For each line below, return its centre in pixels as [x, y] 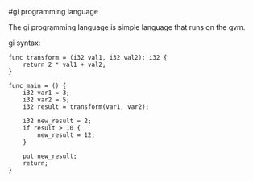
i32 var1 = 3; [46, 93]
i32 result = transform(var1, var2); [86, 107]
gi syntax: [25, 43]
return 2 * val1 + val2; [64, 64]
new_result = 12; [66, 135]
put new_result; [50, 156]
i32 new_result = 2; [57, 121]
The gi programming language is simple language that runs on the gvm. [127, 27]
